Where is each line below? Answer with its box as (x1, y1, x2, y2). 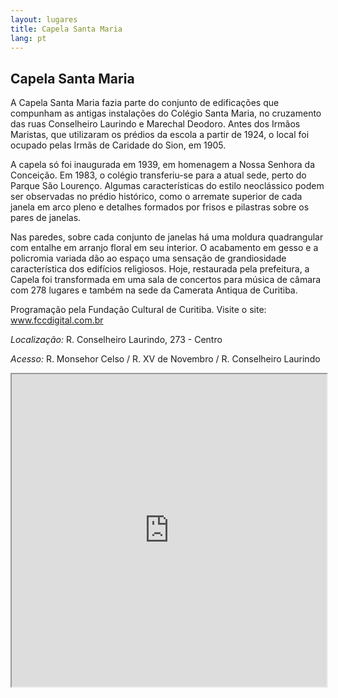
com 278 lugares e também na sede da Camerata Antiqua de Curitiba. (10, 284, 298, 296)
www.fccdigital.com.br (10, 314, 104, 326)
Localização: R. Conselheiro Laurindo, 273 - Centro (10, 334, 223, 346)
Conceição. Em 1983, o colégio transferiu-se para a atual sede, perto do (10, 169, 307, 181)
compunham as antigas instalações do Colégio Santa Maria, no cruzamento (10, 107, 322, 120)
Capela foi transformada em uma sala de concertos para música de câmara (10, 274, 322, 286)
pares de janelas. (10, 212, 82, 224)
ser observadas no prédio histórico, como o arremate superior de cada (10, 191, 303, 203)
